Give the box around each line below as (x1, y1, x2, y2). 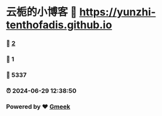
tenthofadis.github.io (6, 18, 113, 32)
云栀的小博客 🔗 (6, 5, 77, 19)
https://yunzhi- (79, 5, 156, 19)
